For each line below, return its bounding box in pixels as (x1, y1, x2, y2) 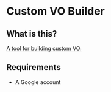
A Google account (15, 78, 61, 86)
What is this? (6, 29, 57, 39)
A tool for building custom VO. (6, 44, 82, 52)
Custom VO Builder (6, 4, 106, 18)
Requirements (6, 62, 61, 73)
